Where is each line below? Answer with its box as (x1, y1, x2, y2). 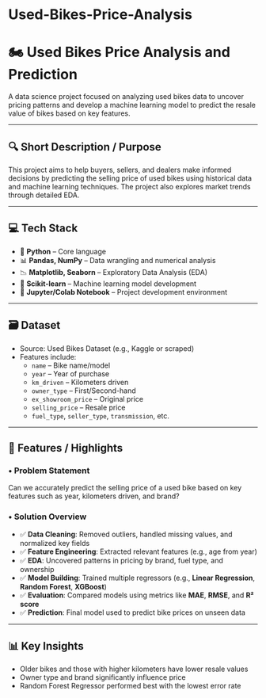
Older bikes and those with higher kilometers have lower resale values (19, 664, 249, 674)
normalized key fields (19, 538, 90, 547)
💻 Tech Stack (8, 222, 78, 235)
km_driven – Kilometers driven (31, 377, 129, 387)
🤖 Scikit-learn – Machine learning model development (19, 279, 196, 288)
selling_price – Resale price (31, 402, 126, 412)
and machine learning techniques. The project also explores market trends (8, 181, 251, 191)
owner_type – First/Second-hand (31, 386, 136, 395)
